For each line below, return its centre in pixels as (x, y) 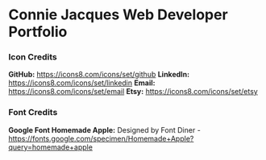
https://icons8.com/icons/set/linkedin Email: (82, 83)
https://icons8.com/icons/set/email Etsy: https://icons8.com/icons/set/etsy (133, 92)
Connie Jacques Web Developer (118, 15)
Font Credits (33, 113)
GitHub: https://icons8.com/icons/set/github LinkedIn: (99, 75)
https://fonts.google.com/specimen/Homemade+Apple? (101, 138)
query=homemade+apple (50, 147)
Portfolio (38, 32)
